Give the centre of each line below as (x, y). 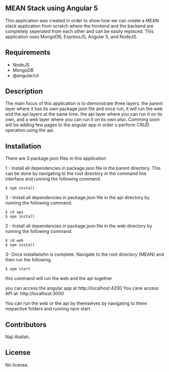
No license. (17, 365)
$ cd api (14, 212)
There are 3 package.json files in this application (56, 158)
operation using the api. (30, 130)
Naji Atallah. (18, 337)
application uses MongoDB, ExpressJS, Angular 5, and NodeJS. (71, 36)
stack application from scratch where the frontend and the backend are (79, 26)
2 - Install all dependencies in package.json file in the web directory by (79, 226)
